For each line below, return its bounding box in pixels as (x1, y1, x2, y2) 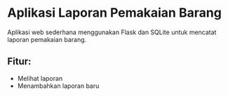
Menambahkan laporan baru (17, 82, 100, 90)
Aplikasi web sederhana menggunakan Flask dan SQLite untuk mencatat (7, 28, 217, 36)
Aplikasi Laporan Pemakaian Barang (7, 5, 222, 21)
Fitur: (7, 56, 32, 68)
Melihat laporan (17, 74, 63, 82)
